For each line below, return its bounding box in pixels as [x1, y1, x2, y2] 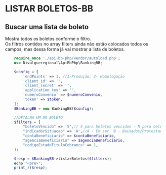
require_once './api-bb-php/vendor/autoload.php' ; [14, 56, 121, 61]
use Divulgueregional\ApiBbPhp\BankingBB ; [14, 60, 103, 65]
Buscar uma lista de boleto [5, 23, 89, 31]
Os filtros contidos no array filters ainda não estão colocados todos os [5, 41, 148, 47]
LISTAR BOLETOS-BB [5, 3, 93, 14]
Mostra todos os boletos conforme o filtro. [5, 36, 91, 42]
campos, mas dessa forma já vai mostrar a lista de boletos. [5, 46, 125, 52]
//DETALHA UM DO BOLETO [14, 115, 63, 120]
